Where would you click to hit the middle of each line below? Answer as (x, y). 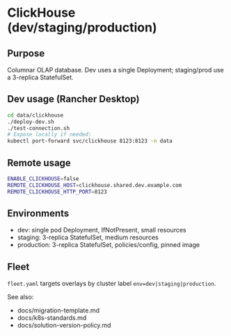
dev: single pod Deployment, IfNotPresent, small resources (102, 230)
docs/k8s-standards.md (52, 318)
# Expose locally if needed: (49, 135)
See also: (21, 297)
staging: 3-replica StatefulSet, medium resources (88, 237)
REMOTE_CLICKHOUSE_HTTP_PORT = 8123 (57, 192)
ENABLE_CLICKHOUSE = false (43, 179)
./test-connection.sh (39, 128)
